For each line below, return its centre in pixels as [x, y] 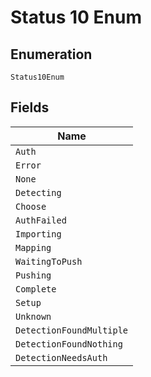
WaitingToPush [49, 261]
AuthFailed [41, 220]
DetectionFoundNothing [69, 344]
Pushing [33, 275]
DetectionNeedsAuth [61, 357]
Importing [38, 234]
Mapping [33, 247]
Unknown [33, 316]
